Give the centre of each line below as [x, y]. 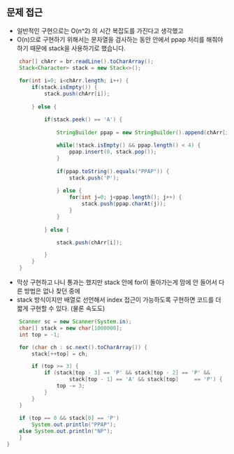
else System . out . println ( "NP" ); [66, 432]
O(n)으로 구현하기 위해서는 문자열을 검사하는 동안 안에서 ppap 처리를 [111, 39]
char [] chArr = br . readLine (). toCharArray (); [87, 61]
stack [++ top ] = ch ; [60, 354]
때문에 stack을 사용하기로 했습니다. [78, 48]
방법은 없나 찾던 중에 [52, 291]
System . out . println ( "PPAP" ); [74, 425]
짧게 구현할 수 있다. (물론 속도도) [61, 309]
